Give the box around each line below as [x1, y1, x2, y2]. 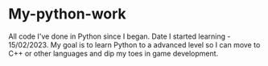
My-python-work [8, 5, 126, 23]
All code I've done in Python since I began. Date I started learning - [8, 31, 231, 41]
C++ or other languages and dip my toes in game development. [8, 48, 219, 58]
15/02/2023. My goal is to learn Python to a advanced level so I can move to [8, 39, 261, 49]
